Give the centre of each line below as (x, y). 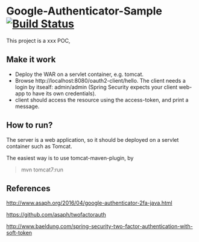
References (28, 188)
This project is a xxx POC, (38, 40)
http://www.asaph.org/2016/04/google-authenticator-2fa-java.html (90, 203)
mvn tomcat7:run (42, 170)
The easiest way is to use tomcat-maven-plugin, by (70, 158)
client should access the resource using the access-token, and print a (102, 100)
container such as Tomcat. (39, 146)
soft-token (19, 233)
